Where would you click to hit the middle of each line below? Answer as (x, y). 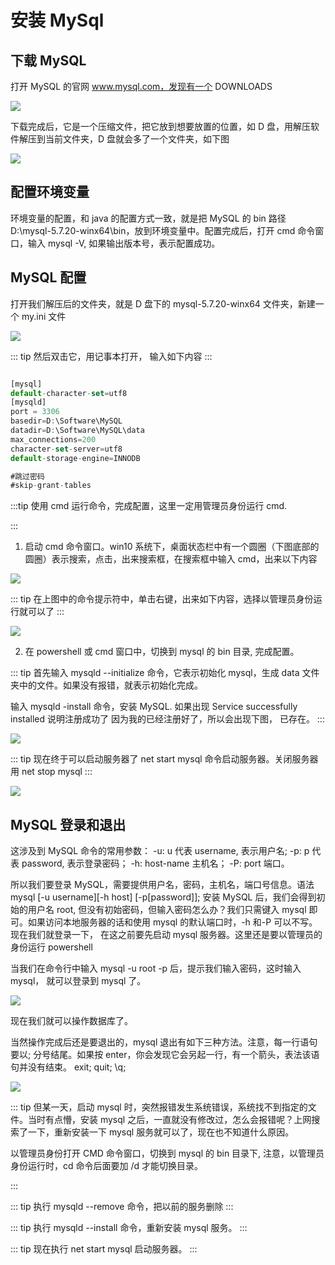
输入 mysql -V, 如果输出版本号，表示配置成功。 (124, 243)
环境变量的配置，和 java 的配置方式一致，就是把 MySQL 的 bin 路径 (148, 218)
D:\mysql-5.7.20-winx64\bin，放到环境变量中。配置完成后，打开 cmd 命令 (163, 230)
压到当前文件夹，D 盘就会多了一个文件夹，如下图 (128, 139)
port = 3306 (35, 412)
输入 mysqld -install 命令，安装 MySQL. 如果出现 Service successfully (154, 707)
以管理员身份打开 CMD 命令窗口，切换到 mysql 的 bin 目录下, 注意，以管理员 (167, 1153)
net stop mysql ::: (57, 772)
